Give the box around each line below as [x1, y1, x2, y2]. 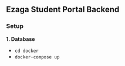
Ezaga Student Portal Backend [6, 5, 120, 15]
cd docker [14, 48, 39, 54]
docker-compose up [14, 54, 60, 60]
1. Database [6, 35, 35, 43]
